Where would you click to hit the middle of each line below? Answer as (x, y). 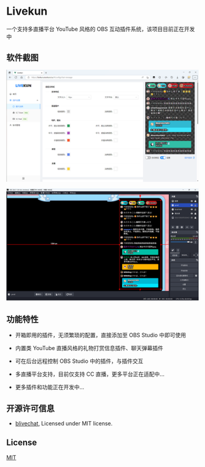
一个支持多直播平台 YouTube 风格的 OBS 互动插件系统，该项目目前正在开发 (101, 29)
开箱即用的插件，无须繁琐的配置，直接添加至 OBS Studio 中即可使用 (100, 335)
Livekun (27, 11)
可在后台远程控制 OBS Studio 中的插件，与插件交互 (79, 361)
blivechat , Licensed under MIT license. (64, 424)
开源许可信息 (31, 408)
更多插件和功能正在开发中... (49, 387)
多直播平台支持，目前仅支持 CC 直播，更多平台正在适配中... (90, 374)
